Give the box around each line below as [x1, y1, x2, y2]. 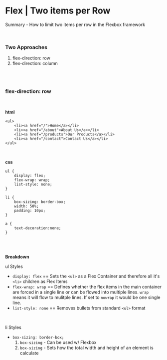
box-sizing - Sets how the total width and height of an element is [19, 344, 154, 350]
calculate [19, 350, 39, 356]
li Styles [5, 324, 21, 330]
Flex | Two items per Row [5, 5, 111, 16]
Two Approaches [5, 43, 47, 50]
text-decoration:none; [14, 225, 61, 230]
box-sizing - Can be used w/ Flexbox [19, 339, 97, 345]
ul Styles [5, 263, 23, 269]
